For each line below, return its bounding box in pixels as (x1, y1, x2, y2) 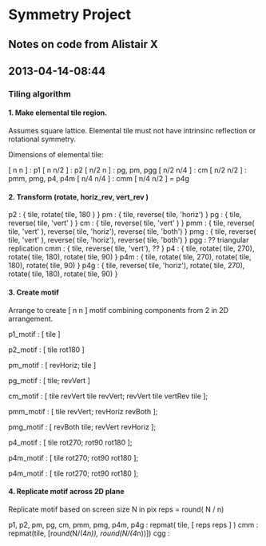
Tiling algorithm (8, 88, 72, 99)
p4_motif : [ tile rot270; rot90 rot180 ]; (8, 437, 133, 447)
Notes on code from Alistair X (8, 38, 158, 51)
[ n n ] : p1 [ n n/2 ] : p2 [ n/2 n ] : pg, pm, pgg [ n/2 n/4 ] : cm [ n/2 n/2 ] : (8, 165, 248, 175)
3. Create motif (8, 287, 60, 297)
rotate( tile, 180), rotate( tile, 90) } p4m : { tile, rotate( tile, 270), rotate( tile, (8, 252, 252, 262)
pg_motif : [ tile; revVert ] (8, 375, 90, 385)
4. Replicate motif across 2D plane (8, 487, 125, 497)
